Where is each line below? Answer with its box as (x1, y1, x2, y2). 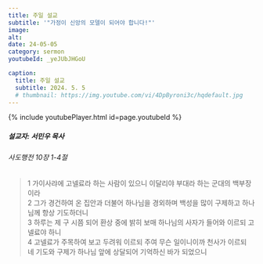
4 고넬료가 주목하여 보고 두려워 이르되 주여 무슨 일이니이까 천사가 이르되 (27, 237, 247, 247)
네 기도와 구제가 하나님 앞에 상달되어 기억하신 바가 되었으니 (27, 247, 207, 256)
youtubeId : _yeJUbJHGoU (8, 56, 86, 63)
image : (8, 26, 30, 34)
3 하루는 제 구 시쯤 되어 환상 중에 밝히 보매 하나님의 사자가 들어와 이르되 (27, 217, 247, 227)
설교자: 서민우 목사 (8, 131, 65, 141)
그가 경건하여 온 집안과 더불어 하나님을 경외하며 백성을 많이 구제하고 (34, 197, 241, 208)
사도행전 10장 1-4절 (8, 153, 68, 162)
